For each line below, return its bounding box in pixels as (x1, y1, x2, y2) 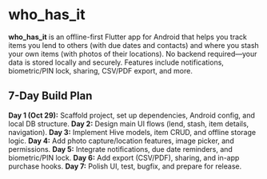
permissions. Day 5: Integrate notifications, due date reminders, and (8, 144, 233, 153)
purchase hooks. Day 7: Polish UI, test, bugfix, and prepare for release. (8, 161, 242, 171)
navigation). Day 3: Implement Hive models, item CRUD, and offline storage (8, 127, 257, 137)
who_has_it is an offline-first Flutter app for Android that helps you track (8, 32, 248, 42)
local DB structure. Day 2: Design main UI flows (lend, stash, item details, (8, 118, 249, 129)
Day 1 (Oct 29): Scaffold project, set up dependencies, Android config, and (8, 110, 256, 120)
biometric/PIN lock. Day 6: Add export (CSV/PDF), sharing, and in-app (8, 153, 240, 162)
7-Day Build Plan (8, 89, 93, 103)
